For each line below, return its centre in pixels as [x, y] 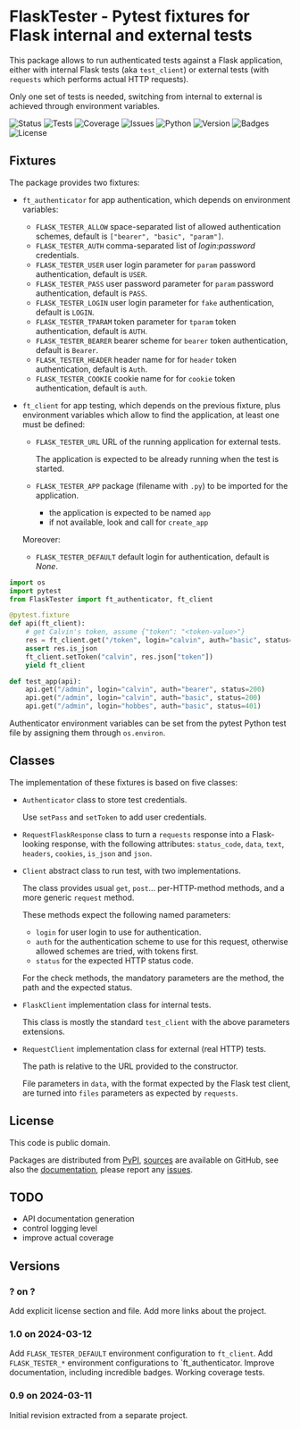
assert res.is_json [62, 648]
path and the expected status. [77, 987]
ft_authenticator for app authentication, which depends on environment [156, 199]
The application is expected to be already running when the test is [157, 458]
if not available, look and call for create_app [129, 522]
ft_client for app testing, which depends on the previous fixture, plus [151, 405]
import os [28, 583]
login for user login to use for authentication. [118, 932]
